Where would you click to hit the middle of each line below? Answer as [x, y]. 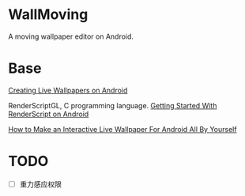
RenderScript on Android [49, 114]
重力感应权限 [40, 184]
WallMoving [48, 15]
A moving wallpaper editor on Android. [71, 36]
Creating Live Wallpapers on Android [68, 90]
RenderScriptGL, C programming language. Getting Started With [113, 105]
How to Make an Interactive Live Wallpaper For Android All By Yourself [122, 129]
